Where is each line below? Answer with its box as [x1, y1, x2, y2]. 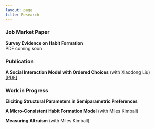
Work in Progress [5, 87, 49, 94]
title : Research [5, 12, 39, 17]
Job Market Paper [5, 29, 50, 36]
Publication [5, 58, 34, 65]
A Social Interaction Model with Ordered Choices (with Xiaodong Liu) [5, 69, 150, 75]
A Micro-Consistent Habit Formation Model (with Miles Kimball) [5, 108, 139, 114]
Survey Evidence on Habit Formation [5, 40, 83, 46]
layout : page [5, 7, 33, 13]
